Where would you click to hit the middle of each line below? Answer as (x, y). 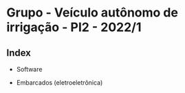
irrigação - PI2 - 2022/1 (74, 27)
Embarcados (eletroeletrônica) (59, 83)
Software (29, 69)
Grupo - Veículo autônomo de (92, 13)
